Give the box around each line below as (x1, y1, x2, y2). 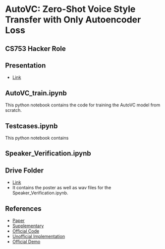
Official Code (12, 228, 40, 234)
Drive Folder (5, 166, 44, 174)
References (5, 204, 42, 213)
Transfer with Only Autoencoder (5, 14, 141, 25)
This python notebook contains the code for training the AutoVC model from (5, 102, 161, 108)
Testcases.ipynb (5, 122, 58, 130)
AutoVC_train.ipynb (5, 88, 67, 97)
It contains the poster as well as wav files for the (12, 185, 111, 191)
